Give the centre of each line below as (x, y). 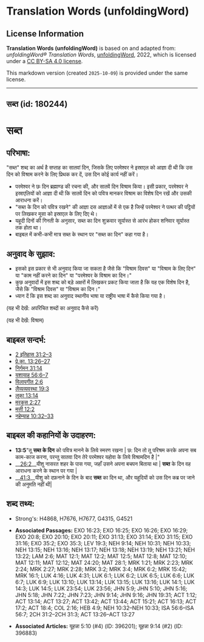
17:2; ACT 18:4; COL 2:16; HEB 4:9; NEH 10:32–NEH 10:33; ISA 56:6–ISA (104, 608)
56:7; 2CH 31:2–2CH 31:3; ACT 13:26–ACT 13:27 (75, 614)
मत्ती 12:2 (25, 409)
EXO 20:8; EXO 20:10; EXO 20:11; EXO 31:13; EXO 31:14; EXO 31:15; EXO (104, 537)
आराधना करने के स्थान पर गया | (46, 471)
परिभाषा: (18, 153)
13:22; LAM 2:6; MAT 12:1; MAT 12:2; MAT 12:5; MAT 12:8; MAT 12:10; (101, 556)
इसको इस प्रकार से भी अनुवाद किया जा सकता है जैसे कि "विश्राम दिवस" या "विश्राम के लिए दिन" (105, 269)
